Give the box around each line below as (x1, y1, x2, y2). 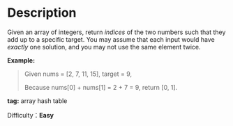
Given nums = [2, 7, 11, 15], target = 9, (24, 70, 133, 78)
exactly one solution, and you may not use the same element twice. (7, 42, 201, 51)
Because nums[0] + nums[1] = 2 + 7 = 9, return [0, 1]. (24, 83, 178, 91)
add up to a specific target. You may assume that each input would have (7, 35, 215, 43)
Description (7, 5, 77, 21)
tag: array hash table (7, 96, 68, 105)
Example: (7, 56, 36, 64)
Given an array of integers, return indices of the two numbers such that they (7, 28, 226, 36)
